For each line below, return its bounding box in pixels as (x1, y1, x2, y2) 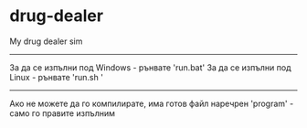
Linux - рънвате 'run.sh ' (9, 71, 103, 82)
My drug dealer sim (9, 36, 83, 47)
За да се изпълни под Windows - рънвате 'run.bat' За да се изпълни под (9, 61, 291, 73)
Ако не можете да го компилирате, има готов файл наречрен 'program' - (9, 98, 294, 109)
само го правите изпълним (9, 107, 116, 119)
